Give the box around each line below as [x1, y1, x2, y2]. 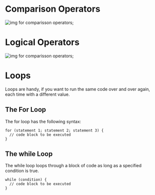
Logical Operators [5, 37, 80, 48]
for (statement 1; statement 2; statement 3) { [5, 128, 104, 133]
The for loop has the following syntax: [5, 118, 82, 124]
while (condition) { [5, 177, 47, 182]
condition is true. [5, 168, 39, 174]
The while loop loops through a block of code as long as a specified [5, 163, 142, 169]
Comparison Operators [5, 3, 101, 15]
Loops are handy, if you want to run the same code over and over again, [5, 86, 150, 92]
